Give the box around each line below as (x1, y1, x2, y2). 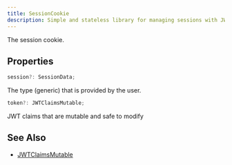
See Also (7, 132, 46, 144)
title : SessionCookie (7, 10, 70, 17)
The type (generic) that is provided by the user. (7, 86, 142, 95)
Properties (7, 55, 54, 67)
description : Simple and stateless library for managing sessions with (7, 17, 217, 23)
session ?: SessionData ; (7, 74, 76, 81)
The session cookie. (7, 35, 64, 43)
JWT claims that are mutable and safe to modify (7, 112, 144, 121)
